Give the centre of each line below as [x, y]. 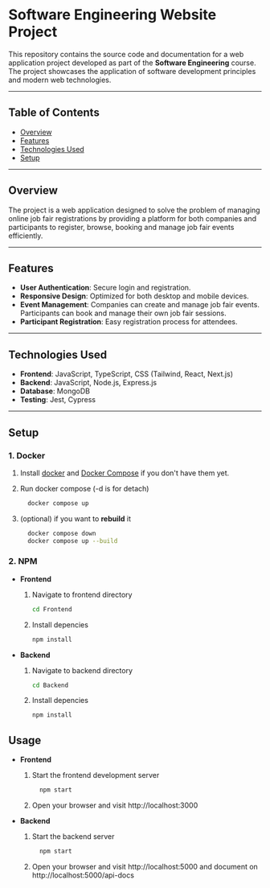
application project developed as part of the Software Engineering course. [132, 63]
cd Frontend [52, 609]
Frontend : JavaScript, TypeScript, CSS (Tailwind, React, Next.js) [127, 374]
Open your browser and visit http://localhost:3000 [115, 805]
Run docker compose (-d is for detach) [84, 488]
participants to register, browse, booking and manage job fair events [121, 227]
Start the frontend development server [96, 775]
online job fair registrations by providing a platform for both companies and [133, 218]
